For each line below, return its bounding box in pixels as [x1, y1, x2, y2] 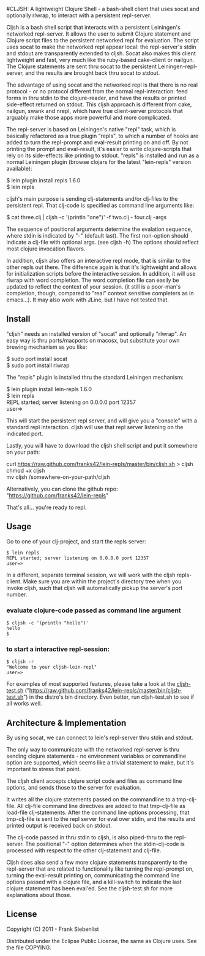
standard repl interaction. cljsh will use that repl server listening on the [6, 423, 184, 430]
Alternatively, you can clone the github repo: [6, 485, 118, 492]
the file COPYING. [6, 944, 52, 951]
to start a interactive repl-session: [6, 645, 110, 653]
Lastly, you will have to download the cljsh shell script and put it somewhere [6, 441, 198, 449]
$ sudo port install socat [6, 355, 68, 362]
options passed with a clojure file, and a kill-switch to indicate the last [6, 878, 182, 886]
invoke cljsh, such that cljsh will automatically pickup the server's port [6, 584, 183, 591]
